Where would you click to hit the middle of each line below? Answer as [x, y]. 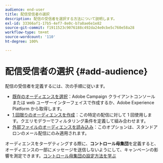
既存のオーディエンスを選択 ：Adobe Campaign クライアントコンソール [84, 96]
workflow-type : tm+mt [27, 32]
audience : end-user [25, 10]
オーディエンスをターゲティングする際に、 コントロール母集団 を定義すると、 [82, 143]
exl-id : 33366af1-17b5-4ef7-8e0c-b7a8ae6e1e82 [53, 23]
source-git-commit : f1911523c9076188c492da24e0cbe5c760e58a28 [70, 28]
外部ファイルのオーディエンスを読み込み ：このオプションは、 [74, 127]
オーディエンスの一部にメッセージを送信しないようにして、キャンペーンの [80, 149]
